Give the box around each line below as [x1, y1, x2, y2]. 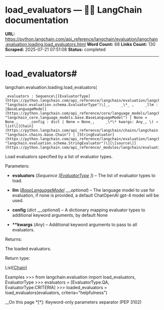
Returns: [5, 236, 22, 242]
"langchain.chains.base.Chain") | [5, 132, 76, 137]
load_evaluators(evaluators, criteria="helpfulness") [5, 289, 107, 295]
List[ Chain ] [5, 265, 27, 270]
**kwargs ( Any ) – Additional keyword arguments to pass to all [12, 222, 138, 227]
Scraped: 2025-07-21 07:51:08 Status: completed [5, 46, 106, 52]
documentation [5, 15, 69, 26]
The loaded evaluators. [5, 246, 52, 251]
